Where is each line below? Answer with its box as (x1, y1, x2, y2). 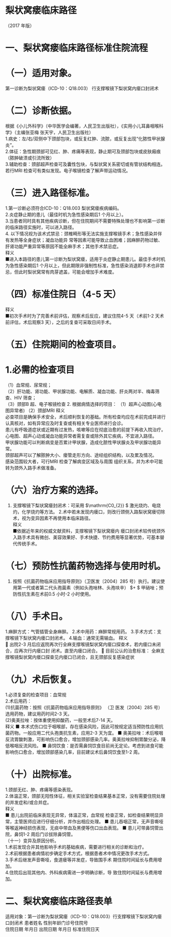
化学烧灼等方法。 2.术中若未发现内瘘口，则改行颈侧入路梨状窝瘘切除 (21, 508, 165, 515)
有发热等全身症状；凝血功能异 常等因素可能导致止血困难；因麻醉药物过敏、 (5, 237, 163, 243)
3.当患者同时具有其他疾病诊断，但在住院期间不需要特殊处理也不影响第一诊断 (5, 218, 165, 224)
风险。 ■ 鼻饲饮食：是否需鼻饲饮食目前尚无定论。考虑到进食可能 (27, 742, 164, 748)
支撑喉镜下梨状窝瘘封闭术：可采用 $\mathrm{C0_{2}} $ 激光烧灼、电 (12, 502, 157, 508)
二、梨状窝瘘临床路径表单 (5, 895, 113, 907)
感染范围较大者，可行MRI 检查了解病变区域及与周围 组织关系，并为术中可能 (5, 458, 163, 464)
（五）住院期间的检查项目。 (5, 339, 122, 351)
